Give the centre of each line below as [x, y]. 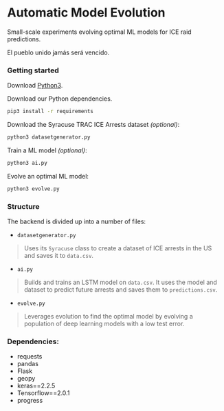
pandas [28, 364]
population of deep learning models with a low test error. [104, 324]
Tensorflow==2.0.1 [43, 393]
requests [30, 357]
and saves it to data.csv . [59, 256]
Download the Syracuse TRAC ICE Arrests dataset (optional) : [93, 125]
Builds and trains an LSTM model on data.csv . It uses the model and [121, 282]
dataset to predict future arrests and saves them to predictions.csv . [121, 290]
